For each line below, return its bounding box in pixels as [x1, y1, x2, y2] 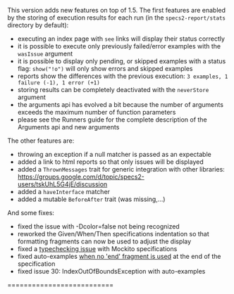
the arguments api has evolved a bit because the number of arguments [17, 101, 224, 108]
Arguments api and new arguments [17, 123, 120, 131]
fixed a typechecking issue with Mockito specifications [17, 245, 178, 253]
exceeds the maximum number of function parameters [17, 108, 176, 116]
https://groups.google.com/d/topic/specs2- [17, 172, 144, 181]
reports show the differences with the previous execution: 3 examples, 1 [17, 72, 228, 80]
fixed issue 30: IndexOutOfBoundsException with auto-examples [17, 267, 206, 275]
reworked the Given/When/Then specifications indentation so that [17, 230, 209, 238]
